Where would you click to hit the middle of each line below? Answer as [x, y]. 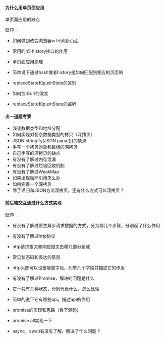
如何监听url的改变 [30, 93]
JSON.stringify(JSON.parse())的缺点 [49, 141]
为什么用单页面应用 [25, 7]
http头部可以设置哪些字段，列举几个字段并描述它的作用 [68, 267]
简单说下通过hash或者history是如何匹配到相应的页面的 [68, 73]
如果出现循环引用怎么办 [36, 178]
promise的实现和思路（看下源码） [47, 310]
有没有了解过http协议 [34, 236]
